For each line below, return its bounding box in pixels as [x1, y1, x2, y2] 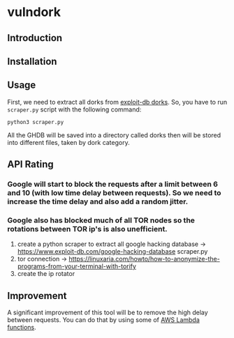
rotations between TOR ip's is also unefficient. [7, 224, 168, 234]
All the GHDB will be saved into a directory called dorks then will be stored [7, 130, 221, 139]
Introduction [7, 32, 63, 44]
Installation [7, 55, 57, 67]
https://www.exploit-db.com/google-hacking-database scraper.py [17, 247, 208, 256]
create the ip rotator [17, 270, 75, 278]
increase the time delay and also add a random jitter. [7, 197, 189, 206]
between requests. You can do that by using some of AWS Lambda [7, 316, 200, 324]
